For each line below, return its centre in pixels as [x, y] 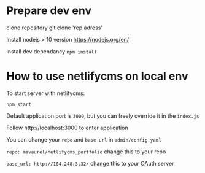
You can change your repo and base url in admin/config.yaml [84, 139]
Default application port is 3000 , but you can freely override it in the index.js [103, 116]
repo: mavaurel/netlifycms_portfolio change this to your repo [86, 152]
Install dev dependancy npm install [52, 51]
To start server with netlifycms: [46, 93]
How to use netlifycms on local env [97, 76]
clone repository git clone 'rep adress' [55, 28]
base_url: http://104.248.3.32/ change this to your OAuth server [90, 163]
